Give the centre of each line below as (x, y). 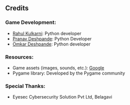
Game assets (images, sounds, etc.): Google (58, 67)
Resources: (19, 57)
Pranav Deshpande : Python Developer (52, 38)
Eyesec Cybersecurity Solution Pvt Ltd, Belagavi (62, 97)
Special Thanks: (25, 86)
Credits (17, 8)
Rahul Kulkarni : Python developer (47, 33)
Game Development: (31, 22)
